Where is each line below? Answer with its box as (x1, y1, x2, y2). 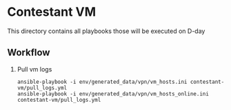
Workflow (7, 47, 50, 58)
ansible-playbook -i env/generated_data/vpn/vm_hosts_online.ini (17, 90, 209, 97)
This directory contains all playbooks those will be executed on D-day (7, 27, 205, 35)
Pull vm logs (17, 65, 52, 73)
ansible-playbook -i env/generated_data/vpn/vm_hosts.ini (17, 78, 188, 85)
